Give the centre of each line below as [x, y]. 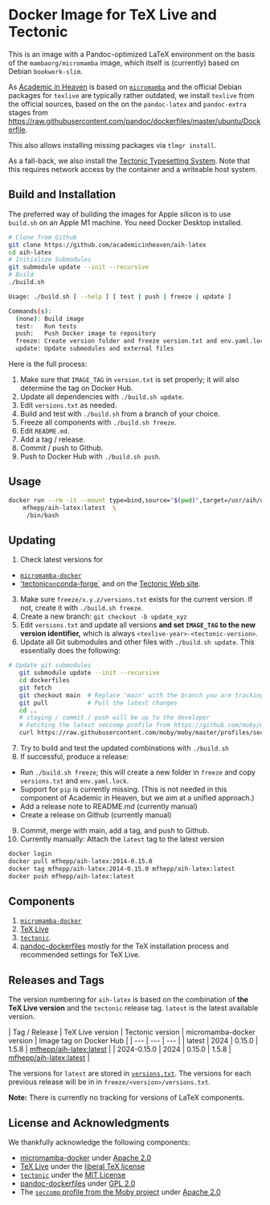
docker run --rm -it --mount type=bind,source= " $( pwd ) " [104, 500]
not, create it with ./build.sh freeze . [82, 608]
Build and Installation [62, 195]
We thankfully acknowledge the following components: [99, 1142]
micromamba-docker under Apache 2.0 [86, 1158]
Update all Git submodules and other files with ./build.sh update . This [137, 642]
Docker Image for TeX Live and [112, 15]
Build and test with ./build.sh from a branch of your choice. [120, 413]
